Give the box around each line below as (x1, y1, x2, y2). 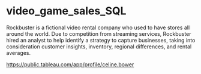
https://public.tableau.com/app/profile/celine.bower (6, 61, 134, 68)
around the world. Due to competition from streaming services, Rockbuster (6, 30, 191, 37)
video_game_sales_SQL (6, 4, 127, 18)
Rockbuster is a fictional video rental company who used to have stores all (6, 24, 190, 31)
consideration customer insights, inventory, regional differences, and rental (6, 43, 192, 50)
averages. (6, 49, 31, 56)
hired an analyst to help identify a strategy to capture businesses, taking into (6, 36, 196, 44)
